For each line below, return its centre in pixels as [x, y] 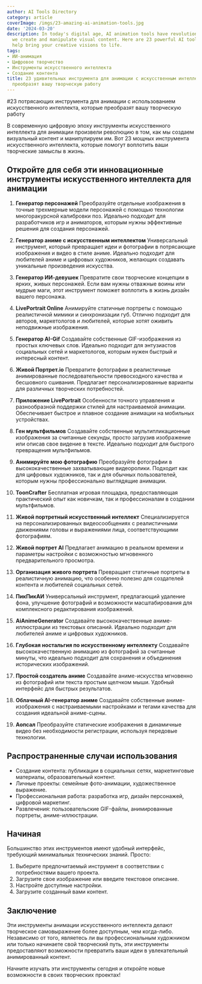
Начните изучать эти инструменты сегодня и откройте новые [86, 968]
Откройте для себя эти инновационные [85, 170]
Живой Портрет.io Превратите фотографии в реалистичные [93, 369]
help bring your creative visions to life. [67, 46]
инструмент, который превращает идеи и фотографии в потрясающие [105, 246]
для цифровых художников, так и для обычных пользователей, [96, 474]
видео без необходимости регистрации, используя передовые [96, 731]
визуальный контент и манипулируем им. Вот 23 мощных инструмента [98, 138]
